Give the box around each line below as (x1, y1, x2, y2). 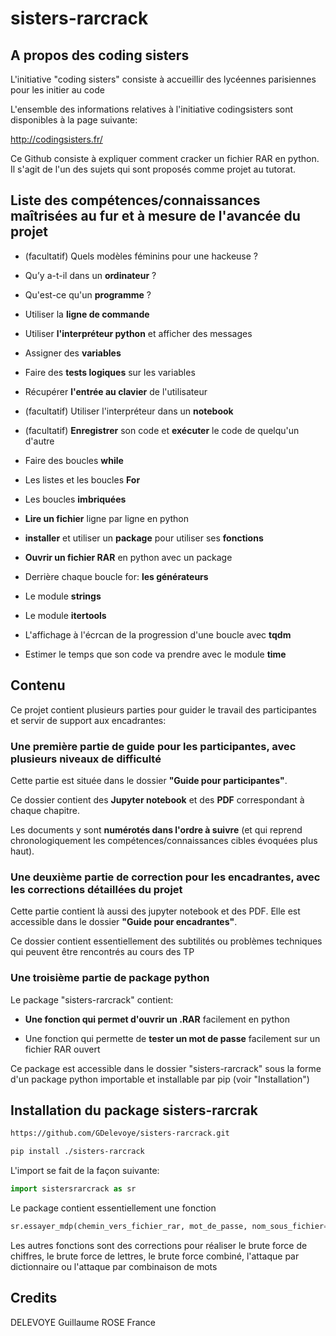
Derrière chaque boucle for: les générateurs (24, 570, 209, 582)
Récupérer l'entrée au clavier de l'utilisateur (24, 385, 208, 397)
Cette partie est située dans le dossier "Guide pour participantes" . (10, 774, 288, 786)
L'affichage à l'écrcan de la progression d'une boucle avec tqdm (24, 628, 292, 641)
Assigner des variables (24, 347, 122, 359)
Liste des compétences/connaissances (10, 192, 261, 209)
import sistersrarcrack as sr (10, 1184, 137, 1194)
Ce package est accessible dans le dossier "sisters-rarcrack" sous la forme (10, 1062, 322, 1074)
